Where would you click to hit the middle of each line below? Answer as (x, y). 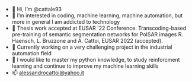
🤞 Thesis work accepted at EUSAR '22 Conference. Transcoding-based (99, 28)
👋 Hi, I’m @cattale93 (37, 9)
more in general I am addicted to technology (66, 22)
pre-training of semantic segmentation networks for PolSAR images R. (97, 34)
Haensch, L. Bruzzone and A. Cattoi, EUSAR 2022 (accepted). (87, 41)
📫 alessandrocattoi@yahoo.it (48, 72)
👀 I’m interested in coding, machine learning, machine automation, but (97, 15)
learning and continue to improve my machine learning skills (85, 66)
